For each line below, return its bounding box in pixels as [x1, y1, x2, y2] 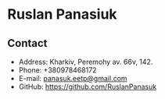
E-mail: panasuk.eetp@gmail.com [18, 74, 127, 83]
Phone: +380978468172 [18, 65, 97, 75]
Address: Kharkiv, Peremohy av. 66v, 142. [18, 57, 153, 66]
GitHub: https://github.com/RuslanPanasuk [18, 82, 157, 91]
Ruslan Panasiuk [7, 5, 118, 23]
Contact [7, 37, 48, 50]
